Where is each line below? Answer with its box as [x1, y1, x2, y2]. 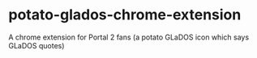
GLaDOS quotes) [8, 40, 65, 50]
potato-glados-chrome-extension [8, 6, 242, 24]
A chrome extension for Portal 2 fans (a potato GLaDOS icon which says [8, 32, 250, 42]
